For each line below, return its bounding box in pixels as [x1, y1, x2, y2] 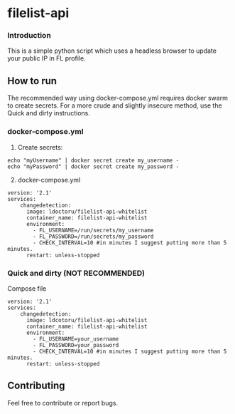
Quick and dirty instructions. [7, 109, 90, 118]
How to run [7, 75, 58, 87]
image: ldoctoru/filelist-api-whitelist [26, 208, 148, 215]
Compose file [7, 284, 47, 293]
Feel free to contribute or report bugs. [7, 398, 119, 407]
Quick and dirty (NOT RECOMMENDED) [7, 268, 146, 278]
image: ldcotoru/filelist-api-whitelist [26, 316, 148, 324]
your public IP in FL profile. [7, 54, 87, 63]
